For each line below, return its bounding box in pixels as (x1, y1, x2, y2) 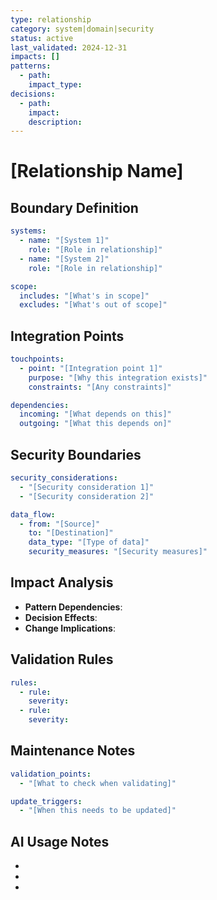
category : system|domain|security (10, 24, 155, 34)
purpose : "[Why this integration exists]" (28, 372, 208, 383)
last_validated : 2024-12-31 (10, 42, 128, 53)
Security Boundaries (10, 446, 142, 463)
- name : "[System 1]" (19, 236, 110, 246)
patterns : (10, 61, 52, 71)
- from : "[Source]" (19, 519, 101, 529)
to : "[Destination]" (28, 528, 114, 538)
